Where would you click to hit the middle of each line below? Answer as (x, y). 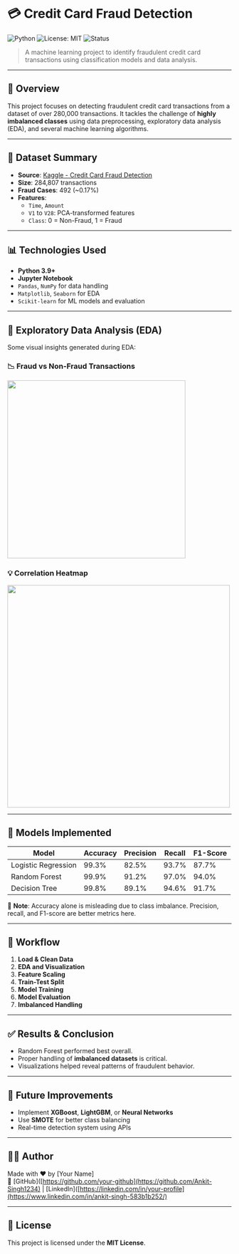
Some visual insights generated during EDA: (72, 348)
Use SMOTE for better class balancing (74, 1120)
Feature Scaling (41, 975)
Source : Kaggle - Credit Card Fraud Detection (85, 174)
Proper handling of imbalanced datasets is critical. (92, 1059)
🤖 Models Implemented (59, 833)
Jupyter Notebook (45, 278)
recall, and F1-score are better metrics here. (72, 913)
